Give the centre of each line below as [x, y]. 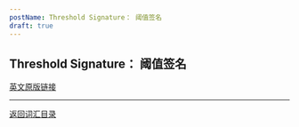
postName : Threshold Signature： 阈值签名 [86, 17]
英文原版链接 [32, 87]
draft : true [31, 26]
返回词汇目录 [32, 114]
